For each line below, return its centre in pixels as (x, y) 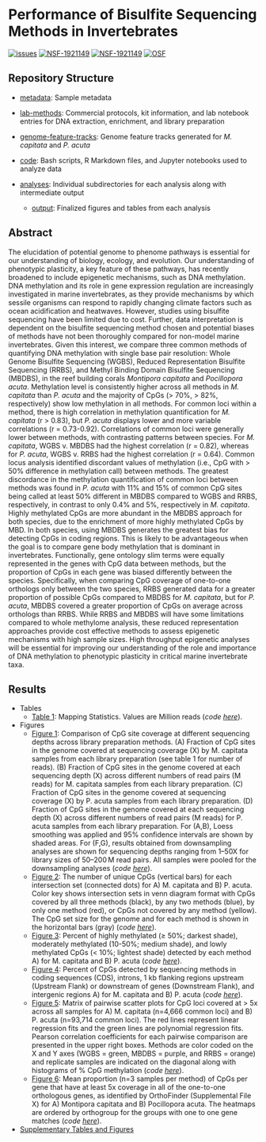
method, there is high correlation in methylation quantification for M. (120, 412)
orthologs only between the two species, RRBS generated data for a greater (132, 589)
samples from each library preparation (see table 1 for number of (137, 759)
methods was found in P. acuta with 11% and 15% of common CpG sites (125, 487)
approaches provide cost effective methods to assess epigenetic (114, 631)
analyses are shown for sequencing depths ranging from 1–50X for (140, 852)
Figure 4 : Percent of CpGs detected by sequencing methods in (134, 969)
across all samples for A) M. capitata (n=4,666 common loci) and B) (142, 1011)
